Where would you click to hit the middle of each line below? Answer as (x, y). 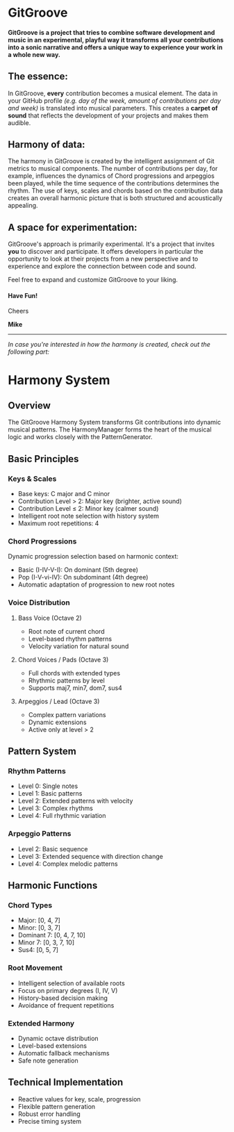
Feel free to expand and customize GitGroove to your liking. (93, 280)
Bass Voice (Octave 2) (50, 618)
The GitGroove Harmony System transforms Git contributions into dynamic (115, 423)
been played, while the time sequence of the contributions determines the (114, 183)
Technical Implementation (66, 1082)
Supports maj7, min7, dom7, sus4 (75, 688)
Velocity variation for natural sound (78, 646)
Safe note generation (48, 1060)
